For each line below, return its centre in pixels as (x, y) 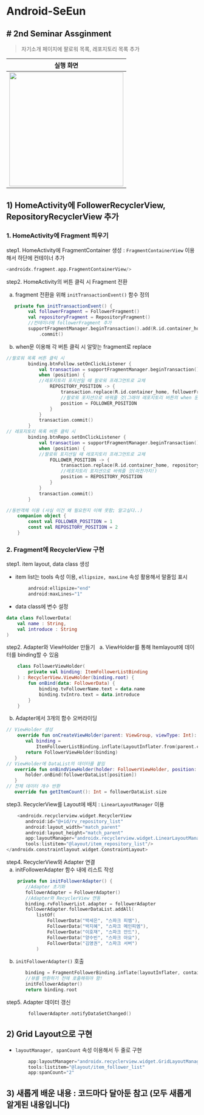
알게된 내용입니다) (38, 1104)
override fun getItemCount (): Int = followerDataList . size (90, 792)
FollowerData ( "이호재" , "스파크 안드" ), (94, 932)
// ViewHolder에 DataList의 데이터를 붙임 (56, 764)
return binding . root (51, 990)
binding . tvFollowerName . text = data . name (92, 689)
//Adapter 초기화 (45, 887)
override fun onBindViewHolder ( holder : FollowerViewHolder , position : (106, 769)
